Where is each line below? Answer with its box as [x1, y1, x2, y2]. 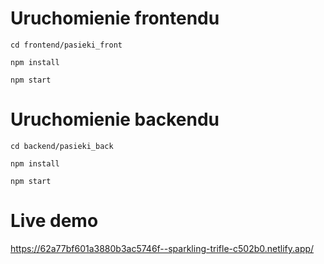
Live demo [10, 210, 99, 232]
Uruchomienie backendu [10, 108, 220, 131]
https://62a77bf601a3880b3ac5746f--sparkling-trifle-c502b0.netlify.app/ [10, 242, 315, 254]
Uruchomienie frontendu [10, 7, 220, 30]
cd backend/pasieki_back [10, 141, 114, 151]
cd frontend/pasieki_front [10, 40, 123, 50]
